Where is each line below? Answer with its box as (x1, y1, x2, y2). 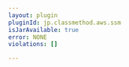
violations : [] (8, 41, 58, 48)
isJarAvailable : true (8, 26, 79, 33)
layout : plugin (8, 11, 58, 19)
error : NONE (8, 33, 47, 41)
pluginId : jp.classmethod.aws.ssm (8, 19, 122, 26)
